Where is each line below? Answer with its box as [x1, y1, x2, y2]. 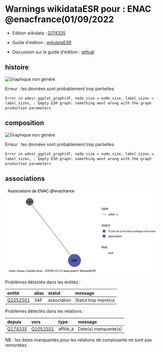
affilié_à [58, 326, 74, 332]
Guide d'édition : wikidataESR [12, 39, 72, 45]
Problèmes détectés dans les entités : [5, 279, 81, 285]
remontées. [5, 342, 28, 348]
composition [5, 119, 44, 127]
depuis [7, 319, 22, 325]
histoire [5, 63, 29, 71]
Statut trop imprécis [75, 297, 115, 303]
